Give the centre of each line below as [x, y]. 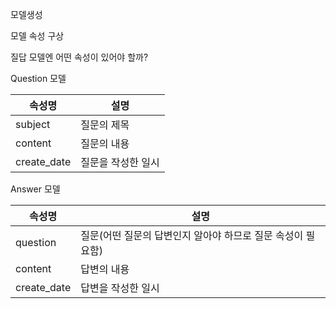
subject [33, 124]
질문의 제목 [105, 125]
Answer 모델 [35, 189]
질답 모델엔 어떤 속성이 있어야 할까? [79, 57]
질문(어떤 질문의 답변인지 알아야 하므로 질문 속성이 [192, 235]
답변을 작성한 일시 [120, 288]
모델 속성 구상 [37, 36]
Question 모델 [38, 78]
